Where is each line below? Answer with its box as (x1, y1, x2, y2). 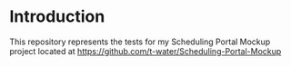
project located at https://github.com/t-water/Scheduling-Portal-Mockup (9, 45, 282, 56)
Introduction (9, 6, 105, 27)
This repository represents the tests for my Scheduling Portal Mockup (9, 36, 271, 47)
